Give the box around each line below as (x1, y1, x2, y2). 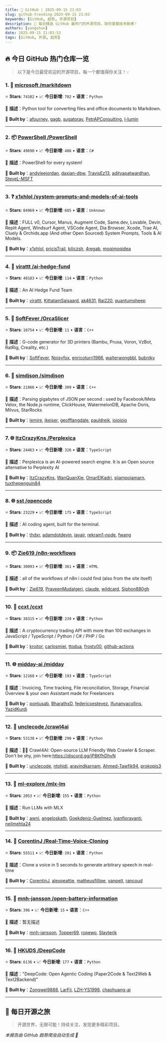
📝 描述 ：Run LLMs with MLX (5, 804, 64, 810)
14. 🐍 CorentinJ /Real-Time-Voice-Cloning (5, 838, 108, 845)
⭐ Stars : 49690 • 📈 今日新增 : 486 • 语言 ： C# (5, 148, 94, 154)
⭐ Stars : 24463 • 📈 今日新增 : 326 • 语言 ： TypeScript (5, 446, 112, 452)
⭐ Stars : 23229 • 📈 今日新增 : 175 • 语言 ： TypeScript (5, 509, 112, 515)
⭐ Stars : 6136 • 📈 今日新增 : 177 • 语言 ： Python (5, 959, 101, 965)
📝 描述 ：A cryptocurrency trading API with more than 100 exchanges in (5, 627, 151, 633)
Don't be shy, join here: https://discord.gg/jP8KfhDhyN (5, 753, 116, 759)
